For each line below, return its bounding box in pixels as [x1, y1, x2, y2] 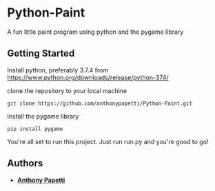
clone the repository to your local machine [7, 86, 127, 94]
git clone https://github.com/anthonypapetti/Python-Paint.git [7, 100, 193, 107]
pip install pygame [7, 125, 63, 132]
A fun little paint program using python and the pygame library [7, 28, 184, 36]
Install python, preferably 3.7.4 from [7, 66, 109, 74]
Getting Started [7, 48, 75, 59]
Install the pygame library [7, 112, 79, 120]
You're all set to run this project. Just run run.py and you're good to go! [7, 137, 209, 145]
